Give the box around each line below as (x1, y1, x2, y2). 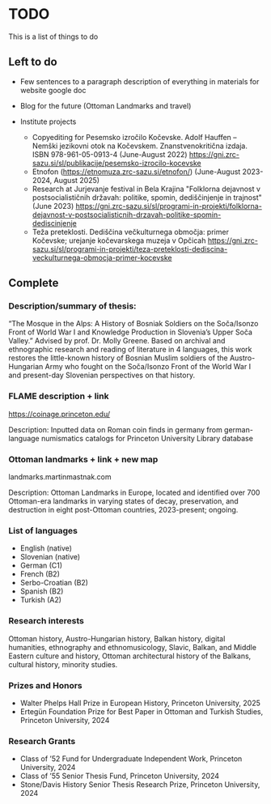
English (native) (19, 543, 73, 553)
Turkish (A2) (19, 595, 62, 605)
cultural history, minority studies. (8, 659, 118, 669)
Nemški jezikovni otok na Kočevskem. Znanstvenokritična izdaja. (32, 141, 248, 151)
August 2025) (53, 175, 100, 185)
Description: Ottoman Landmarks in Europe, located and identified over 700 (8, 487, 260, 498)
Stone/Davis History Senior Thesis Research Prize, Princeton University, (19, 780, 260, 789)
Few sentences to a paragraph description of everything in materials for (19, 76, 260, 86)
